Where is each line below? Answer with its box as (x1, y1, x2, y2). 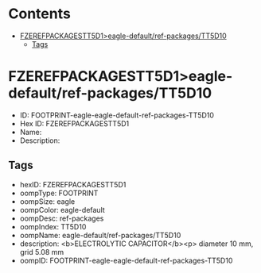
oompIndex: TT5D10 (19, 221, 87, 231)
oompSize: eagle (19, 196, 76, 206)
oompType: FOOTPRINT (19, 188, 99, 198)
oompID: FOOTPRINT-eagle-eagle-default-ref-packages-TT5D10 (19, 256, 233, 265)
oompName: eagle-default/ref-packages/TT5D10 (19, 230, 181, 240)
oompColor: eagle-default (19, 205, 105, 214)
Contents (8, 5, 72, 23)
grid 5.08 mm (19, 247, 64, 256)
